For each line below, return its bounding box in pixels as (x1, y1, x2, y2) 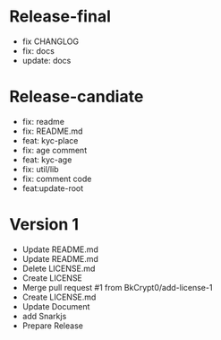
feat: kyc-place (21, 135, 79, 145)
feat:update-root (21, 182, 84, 194)
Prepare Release (21, 320, 83, 331)
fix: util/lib (21, 163, 60, 174)
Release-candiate (9, 87, 144, 107)
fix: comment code (21, 173, 92, 184)
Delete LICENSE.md (21, 263, 96, 274)
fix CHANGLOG (21, 36, 79, 47)
